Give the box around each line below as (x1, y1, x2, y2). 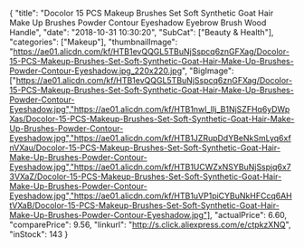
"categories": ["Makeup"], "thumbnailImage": (9, 36, 178, 47)
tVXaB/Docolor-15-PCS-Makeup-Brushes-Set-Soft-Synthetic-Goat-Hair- (9, 200, 280, 211)
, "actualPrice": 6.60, (209, 210, 288, 220)
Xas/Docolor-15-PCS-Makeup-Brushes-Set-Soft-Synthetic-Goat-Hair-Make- (9, 113, 295, 124)
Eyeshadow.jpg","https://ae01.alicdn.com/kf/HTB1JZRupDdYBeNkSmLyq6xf (9, 133, 291, 143)
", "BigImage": (181, 65, 234, 76)
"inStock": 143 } (9, 229, 69, 239)
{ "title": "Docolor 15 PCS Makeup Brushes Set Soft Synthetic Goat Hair (9, 8, 274, 18)
